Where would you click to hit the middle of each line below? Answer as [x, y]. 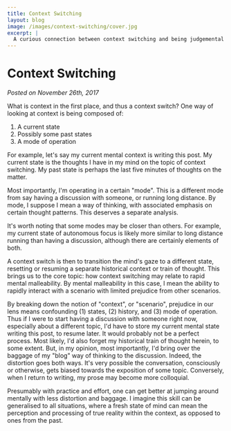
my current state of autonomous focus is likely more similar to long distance [115, 233]
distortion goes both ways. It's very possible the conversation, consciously [114, 363]
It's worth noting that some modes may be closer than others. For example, [114, 226]
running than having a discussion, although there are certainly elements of [113, 241]
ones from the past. [35, 421]
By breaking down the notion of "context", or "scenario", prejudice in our [110, 304]
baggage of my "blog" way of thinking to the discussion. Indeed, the [104, 356]
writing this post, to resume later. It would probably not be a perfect [103, 333]
